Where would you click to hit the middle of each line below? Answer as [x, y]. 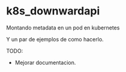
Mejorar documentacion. [45, 62]
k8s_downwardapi [53, 11]
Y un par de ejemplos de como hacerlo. [55, 39]
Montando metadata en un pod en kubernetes [63, 28]
